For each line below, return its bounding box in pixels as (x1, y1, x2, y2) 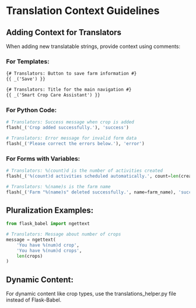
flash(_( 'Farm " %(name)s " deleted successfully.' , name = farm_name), (6, 189, 176, 195)
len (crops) (16, 253, 43, 259)
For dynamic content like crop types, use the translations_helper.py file (6, 290, 177, 297)
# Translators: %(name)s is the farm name (6, 184, 111, 189)
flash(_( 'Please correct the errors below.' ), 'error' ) (6, 140, 145, 147)
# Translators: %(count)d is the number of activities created (6, 168, 163, 174)
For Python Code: (6, 106, 57, 114)
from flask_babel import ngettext (6, 221, 90, 227)
